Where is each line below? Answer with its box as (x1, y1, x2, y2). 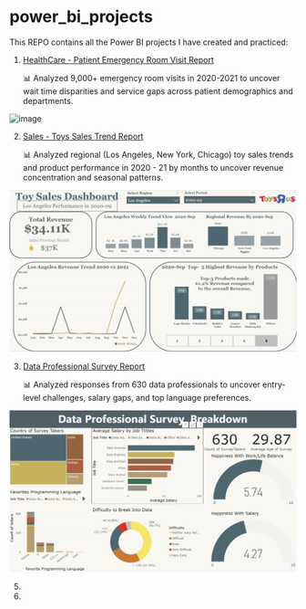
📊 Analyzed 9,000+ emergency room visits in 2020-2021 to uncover (22, 72, 280, 83)
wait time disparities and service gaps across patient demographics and (22, 85, 293, 97)
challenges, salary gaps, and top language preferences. (42, 392, 252, 403)
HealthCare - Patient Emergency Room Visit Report (22, 54, 214, 65)
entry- (262, 379, 286, 390)
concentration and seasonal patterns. (22, 172, 164, 183)
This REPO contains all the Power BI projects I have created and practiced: (9, 37, 289, 47)
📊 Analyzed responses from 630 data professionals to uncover (22, 379, 261, 390)
